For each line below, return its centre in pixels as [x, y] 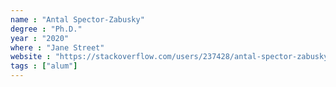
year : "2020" [40, 38]
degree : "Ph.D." [46, 29]
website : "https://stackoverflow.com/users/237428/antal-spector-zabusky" [171, 57]
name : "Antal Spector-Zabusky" [77, 19]
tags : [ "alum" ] [44, 66]
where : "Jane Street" [57, 47]
